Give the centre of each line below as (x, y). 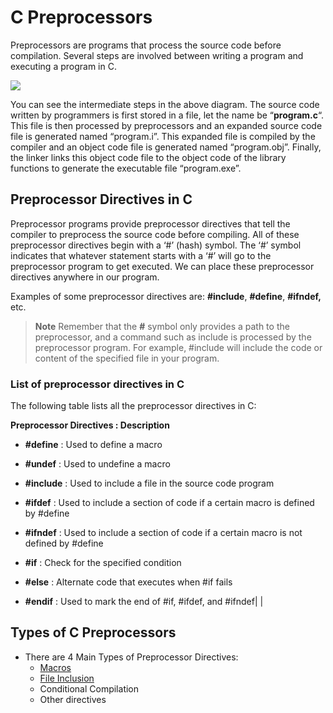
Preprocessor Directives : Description (90, 425)
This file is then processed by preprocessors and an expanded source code (166, 125)
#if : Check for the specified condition (103, 563)
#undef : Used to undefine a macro (97, 464)
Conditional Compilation (89, 688)
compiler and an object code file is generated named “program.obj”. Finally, (166, 147)
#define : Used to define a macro (93, 445)
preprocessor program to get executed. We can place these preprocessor (162, 266)
